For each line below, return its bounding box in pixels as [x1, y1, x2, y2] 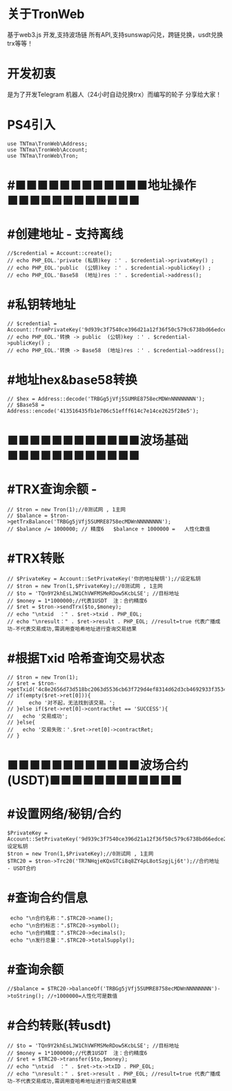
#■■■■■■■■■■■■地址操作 [7, 178, 197, 193]
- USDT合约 [7, 865, 37, 872]
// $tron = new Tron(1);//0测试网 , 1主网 [7, 506, 126, 513]
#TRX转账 [7, 551, 64, 567]
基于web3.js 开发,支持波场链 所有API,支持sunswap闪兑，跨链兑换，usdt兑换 [7, 30, 223, 39]
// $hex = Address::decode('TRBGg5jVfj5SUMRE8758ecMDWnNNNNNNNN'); [7, 395, 206, 402]
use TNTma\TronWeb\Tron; [7, 152, 79, 159]
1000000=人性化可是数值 [56, 992, 118, 1000]
